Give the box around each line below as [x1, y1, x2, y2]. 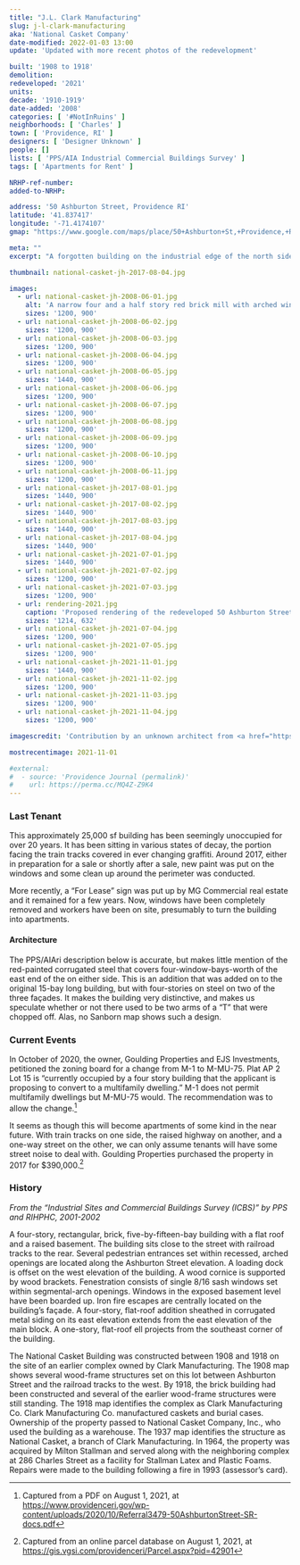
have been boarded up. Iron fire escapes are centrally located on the [9, 1295, 262, 1306]
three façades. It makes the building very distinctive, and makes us [9, 992, 255, 1003]
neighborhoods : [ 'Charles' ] [9, 121, 122, 129]
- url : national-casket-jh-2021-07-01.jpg [17, 550, 178, 559]
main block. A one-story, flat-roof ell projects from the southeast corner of [9, 1323, 283, 1335]
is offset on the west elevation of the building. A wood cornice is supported [9, 1267, 286, 1278]
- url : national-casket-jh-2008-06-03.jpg [17, 334, 178, 343]
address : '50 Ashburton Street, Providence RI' [9, 203, 190, 212]
